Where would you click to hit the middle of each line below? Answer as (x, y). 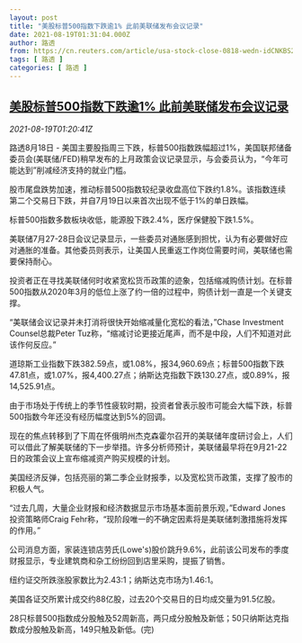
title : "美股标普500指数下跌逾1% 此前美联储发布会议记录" (107, 26)
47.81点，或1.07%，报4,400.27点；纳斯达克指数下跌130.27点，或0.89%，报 (150, 375)
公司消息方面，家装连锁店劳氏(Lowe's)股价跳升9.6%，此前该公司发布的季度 (149, 549)
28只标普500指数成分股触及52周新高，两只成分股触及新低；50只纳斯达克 (145, 618)
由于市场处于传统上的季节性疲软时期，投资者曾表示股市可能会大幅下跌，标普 (151, 405)
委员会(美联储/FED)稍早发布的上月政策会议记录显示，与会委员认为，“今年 (145, 158)
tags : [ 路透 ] (36, 59)
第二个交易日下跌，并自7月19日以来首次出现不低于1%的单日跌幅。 (131, 200)
